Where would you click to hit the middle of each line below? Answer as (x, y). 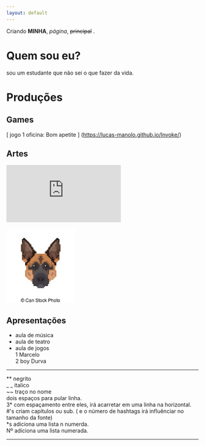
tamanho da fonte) (30, 418)
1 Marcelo (27, 355)
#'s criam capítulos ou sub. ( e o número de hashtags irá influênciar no (95, 411)
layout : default (27, 13)
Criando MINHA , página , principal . (51, 31)
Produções (34, 97)
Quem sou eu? (44, 56)
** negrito (19, 379)
